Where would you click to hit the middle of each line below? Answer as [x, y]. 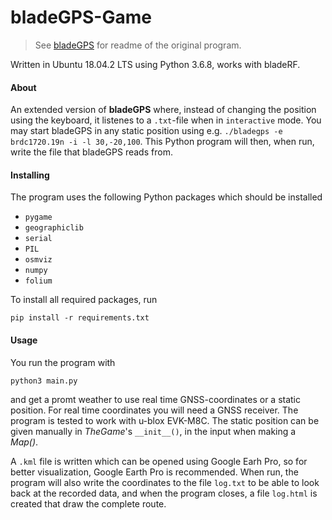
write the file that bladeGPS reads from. [91, 152]
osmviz [38, 260]
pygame [38, 217]
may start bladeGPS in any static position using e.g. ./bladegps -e [146, 131]
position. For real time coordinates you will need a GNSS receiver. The [154, 410]
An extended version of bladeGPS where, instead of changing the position [163, 110]
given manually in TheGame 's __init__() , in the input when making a [153, 431]
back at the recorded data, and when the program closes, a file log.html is [164, 493]
